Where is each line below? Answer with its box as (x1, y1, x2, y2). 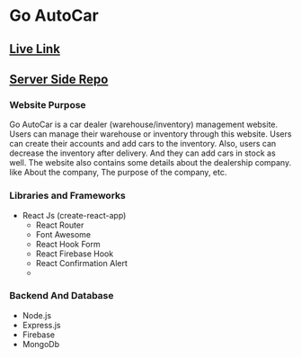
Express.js (22, 319, 61, 330)
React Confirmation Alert (35, 257, 128, 268)
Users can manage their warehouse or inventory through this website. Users (9, 129, 292, 139)
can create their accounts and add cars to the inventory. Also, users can (9, 139, 277, 149)
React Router (35, 219, 84, 230)
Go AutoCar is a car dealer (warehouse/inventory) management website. (9, 119, 279, 130)
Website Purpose (9, 98, 87, 111)
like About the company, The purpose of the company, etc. (9, 167, 227, 178)
